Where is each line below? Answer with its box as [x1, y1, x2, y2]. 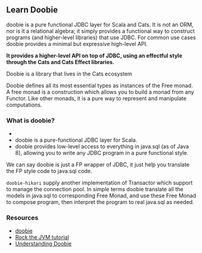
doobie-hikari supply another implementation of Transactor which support [6, 179, 193, 186]
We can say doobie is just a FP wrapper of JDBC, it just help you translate [6, 161, 190, 168]
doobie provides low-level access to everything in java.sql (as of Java [15, 143, 189, 150]
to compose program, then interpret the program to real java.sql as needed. [6, 199, 195, 206]
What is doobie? [6, 116, 56, 125]
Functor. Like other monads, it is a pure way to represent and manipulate [6, 94, 187, 102]
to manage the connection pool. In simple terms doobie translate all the [6, 186, 184, 193]
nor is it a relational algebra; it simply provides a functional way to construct [6, 27, 195, 34]
